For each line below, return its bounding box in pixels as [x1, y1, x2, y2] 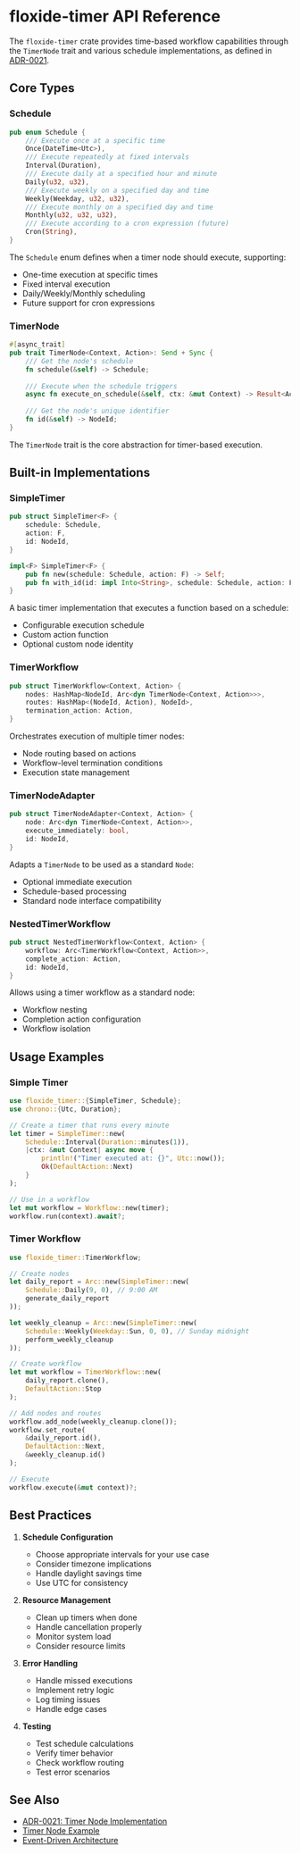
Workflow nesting [21, 1005, 87, 1015]
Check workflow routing [35, 1757, 125, 1767]
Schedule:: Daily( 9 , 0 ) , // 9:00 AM [25, 1286, 158, 1295]
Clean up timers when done [35, 1612, 137, 1623]
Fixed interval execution [21, 279, 111, 289]
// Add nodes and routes [9, 1408, 102, 1417]
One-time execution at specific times [21, 269, 159, 280]
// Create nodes [9, 1269, 70, 1278]
